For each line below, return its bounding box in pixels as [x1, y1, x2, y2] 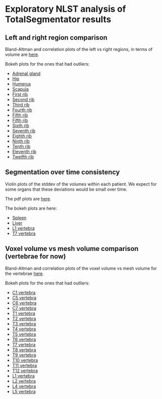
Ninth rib [12, 138, 30, 144]
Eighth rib [12, 133, 32, 139]
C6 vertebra [12, 300, 37, 306]
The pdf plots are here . [5, 196, 51, 201]
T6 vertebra [12, 336, 36, 342]
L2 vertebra [12, 378, 36, 384]
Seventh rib [12, 128, 36, 133]
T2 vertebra [12, 315, 36, 322]
